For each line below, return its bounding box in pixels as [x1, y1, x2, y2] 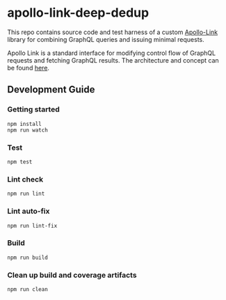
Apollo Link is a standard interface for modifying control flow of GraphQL [7, 49, 216, 57]
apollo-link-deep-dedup [7, 5, 150, 21]
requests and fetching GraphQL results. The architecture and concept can [7, 56, 219, 64]
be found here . [7, 63, 50, 72]
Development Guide [7, 84, 95, 95]
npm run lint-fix [7, 222, 58, 229]
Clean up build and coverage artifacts [7, 270, 137, 280]
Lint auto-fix [7, 207, 50, 216]
